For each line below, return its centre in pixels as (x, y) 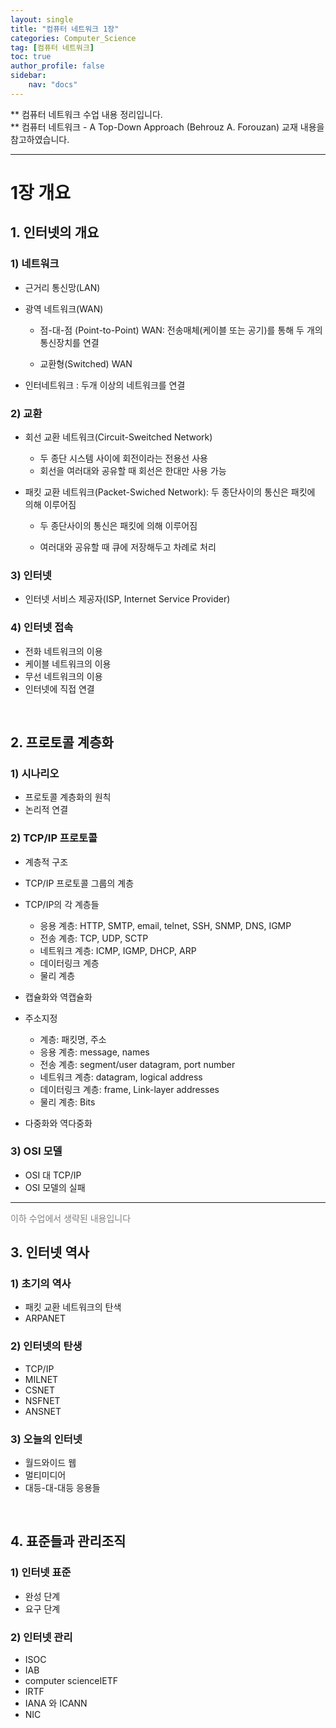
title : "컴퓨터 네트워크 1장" (65, 29)
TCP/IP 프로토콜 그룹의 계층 (79, 883)
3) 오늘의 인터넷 (46, 1439)
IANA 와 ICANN (56, 1703)
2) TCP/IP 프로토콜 (54, 838)
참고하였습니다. (40, 139)
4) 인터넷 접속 (42, 628)
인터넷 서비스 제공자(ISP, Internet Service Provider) (127, 599)
